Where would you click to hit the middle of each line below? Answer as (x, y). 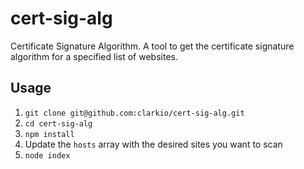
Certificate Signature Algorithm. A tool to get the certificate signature (152, 46)
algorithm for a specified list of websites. (94, 56)
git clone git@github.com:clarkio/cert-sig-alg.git (134, 113)
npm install (49, 134)
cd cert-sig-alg (58, 123)
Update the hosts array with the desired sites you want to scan (153, 144)
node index (47, 155)
